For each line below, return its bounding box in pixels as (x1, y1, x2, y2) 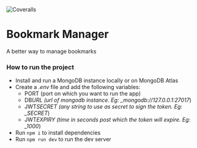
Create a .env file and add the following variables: (15, 84, 141, 91)
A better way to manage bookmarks (6, 47, 97, 55)
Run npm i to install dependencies (15, 129, 101, 136)
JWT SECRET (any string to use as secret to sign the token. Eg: (24, 103, 182, 111)
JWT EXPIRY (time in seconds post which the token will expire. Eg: (24, 116, 191, 123)
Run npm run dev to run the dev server (15, 136, 111, 143)
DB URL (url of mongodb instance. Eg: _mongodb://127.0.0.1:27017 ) (24, 96, 191, 104)
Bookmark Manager (6, 28, 109, 41)
